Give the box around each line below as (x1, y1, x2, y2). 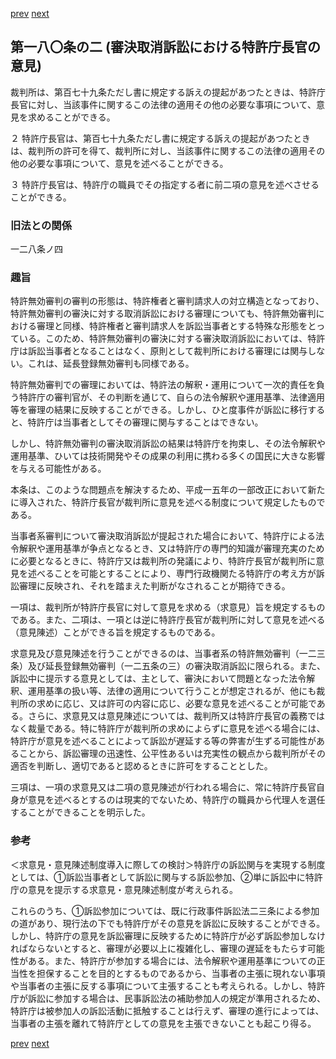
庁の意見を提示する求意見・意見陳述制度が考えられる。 (10, 883, 238, 895)
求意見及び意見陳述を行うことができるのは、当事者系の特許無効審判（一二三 (10, 648, 326, 660)
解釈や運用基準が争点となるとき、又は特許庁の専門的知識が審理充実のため (18, 543, 325, 555)
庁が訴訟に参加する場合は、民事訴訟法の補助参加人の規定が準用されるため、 (10, 992, 326, 1004)
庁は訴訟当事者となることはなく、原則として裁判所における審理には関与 (10, 345, 308, 357)
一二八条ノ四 (10, 243, 63, 255)
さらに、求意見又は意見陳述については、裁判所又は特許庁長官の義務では (27, 710, 325, 722)
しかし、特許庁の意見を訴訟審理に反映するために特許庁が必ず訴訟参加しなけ (10, 929, 326, 942)
